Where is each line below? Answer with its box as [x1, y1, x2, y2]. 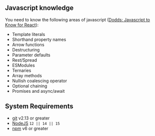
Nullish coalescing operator [12, 78, 67, 84]
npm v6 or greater [12, 125, 48, 131]
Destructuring [12, 47, 40, 52]
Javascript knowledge [5, 4, 74, 12]
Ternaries [12, 68, 31, 73]
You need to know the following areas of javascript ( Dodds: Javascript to [5, 17, 150, 22]
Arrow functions [12, 41, 45, 48]
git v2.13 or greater [12, 115, 50, 121]
